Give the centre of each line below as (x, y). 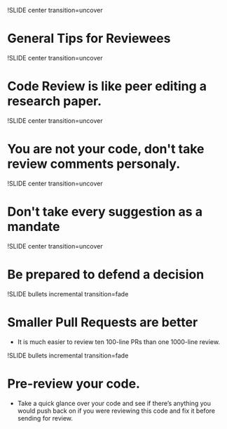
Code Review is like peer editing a (107, 86)
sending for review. (45, 418)
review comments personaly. (94, 164)
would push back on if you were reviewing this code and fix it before (116, 411)
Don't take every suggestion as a (105, 212)
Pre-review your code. (74, 384)
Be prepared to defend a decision (106, 274)
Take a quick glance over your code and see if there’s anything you (114, 403)
